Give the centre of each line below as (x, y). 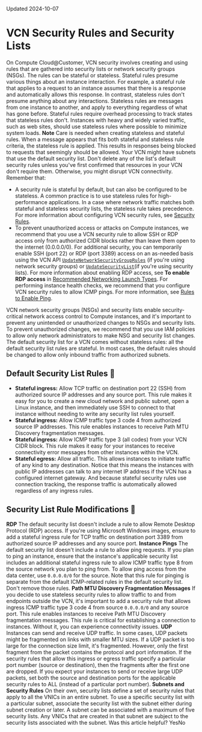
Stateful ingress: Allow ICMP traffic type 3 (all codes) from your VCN (101, 439)
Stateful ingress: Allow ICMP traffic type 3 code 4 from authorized (98, 420)
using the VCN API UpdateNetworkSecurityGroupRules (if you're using (99, 260)
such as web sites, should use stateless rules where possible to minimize (97, 127)
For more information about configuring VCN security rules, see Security (105, 215)
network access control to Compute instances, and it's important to (108, 316)
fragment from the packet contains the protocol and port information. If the (99, 652)
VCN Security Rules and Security (90, 33)
